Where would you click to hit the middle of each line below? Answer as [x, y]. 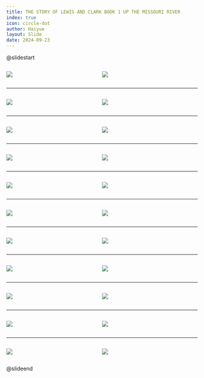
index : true [21, 18]
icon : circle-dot [28, 23]
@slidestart [21, 57]
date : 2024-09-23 [28, 40]
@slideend [20, 369]
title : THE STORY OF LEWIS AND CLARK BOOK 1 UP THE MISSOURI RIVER [93, 12]
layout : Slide [24, 35]
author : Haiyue [25, 29]
